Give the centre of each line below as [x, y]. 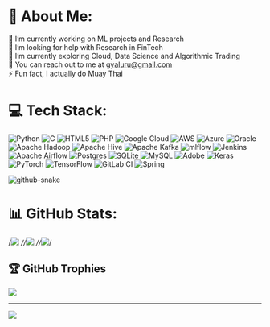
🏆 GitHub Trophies [57, 269]
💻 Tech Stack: [58, 111]
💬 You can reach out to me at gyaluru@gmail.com [90, 64]
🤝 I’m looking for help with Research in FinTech [86, 47]
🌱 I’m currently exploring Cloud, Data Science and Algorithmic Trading [125, 56]
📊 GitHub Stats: [63, 214]
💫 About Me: [51, 17]
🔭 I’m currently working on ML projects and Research [96, 39]
